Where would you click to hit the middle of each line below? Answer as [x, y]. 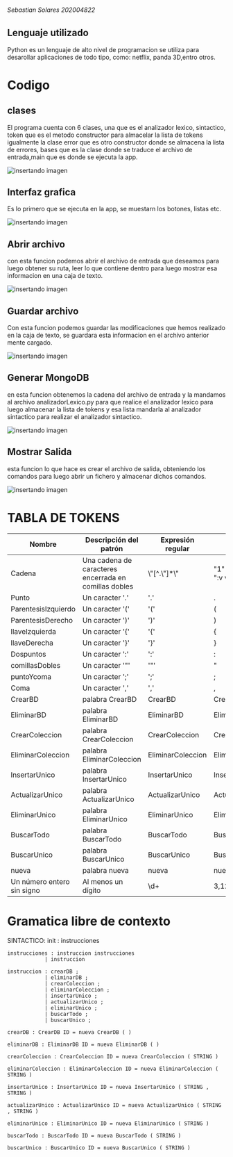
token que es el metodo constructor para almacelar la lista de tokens [105, 135]
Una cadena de [107, 560]
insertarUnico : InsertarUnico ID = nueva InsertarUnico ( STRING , [108, 1087]
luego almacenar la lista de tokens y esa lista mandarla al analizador [104, 409]
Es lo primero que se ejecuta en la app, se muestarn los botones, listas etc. [114, 209]
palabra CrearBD [110, 699]
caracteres [100, 568]
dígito [92, 890]
